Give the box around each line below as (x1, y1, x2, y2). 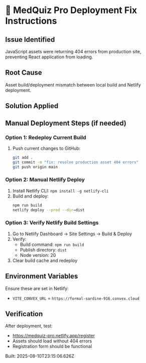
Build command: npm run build (20, 241, 84, 247)
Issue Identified (5, 35, 55, 44)
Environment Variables (5, 272, 78, 281)
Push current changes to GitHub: (12, 145, 81, 151)
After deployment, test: (5, 323, 53, 329)
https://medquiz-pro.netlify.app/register (12, 333, 95, 339)
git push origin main (12, 164, 58, 169)
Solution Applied (5, 102, 59, 110)
